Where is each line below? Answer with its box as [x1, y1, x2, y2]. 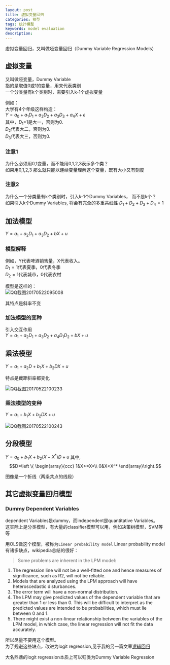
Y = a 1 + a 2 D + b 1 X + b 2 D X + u [5, 363, 69, 371]
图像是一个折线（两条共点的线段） [5, 473, 77, 479]
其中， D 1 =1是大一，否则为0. [5, 119, 63, 126]
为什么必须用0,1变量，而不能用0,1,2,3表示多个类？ [5, 161, 109, 167]
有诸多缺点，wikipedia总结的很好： [5, 547, 79, 553]
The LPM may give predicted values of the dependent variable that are [12, 594, 161, 600]
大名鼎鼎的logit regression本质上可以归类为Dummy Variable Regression [5, 654, 155, 660]
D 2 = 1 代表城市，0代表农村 [5, 272, 62, 279]
